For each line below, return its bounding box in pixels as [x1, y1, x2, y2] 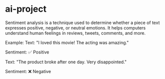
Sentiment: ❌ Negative [5, 68, 51, 74]
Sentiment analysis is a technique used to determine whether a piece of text [5, 20, 160, 26]
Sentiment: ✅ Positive [5, 49, 49, 55]
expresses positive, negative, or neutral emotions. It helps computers [5, 25, 146, 30]
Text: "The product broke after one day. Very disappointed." [5, 59, 127, 65]
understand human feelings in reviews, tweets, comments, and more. [5, 30, 146, 36]
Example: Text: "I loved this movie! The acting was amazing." [5, 39, 129, 45]
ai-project [5, 3, 47, 15]
